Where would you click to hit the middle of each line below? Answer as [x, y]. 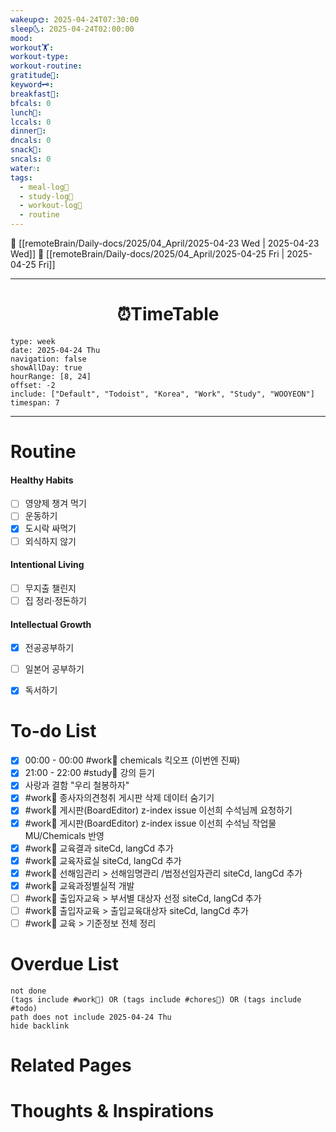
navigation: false [48, 359]
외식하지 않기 [50, 541]
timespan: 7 [35, 402]
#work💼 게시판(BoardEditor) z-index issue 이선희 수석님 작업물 [150, 823]
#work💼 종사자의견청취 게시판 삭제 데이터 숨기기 [119, 798]
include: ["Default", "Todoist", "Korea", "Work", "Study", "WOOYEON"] [162, 394]
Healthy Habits [42, 480]
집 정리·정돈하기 [55, 600]
